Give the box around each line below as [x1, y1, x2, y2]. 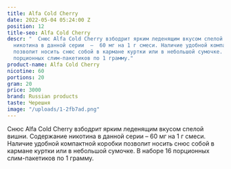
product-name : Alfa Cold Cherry [7, 61, 100, 68]
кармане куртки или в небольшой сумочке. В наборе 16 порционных [7, 146, 210, 155]
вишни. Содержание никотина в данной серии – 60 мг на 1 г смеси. [7, 132, 206, 140]
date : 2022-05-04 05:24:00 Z [7, 16, 91, 23]
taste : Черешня [7, 100, 51, 106]
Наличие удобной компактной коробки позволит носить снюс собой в [7, 139, 214, 148]
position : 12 [7, 23, 45, 30]
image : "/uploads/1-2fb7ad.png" [7, 106, 100, 113]
